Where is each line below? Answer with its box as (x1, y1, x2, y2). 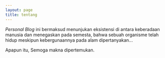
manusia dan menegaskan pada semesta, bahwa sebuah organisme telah (5, 32, 159, 38)
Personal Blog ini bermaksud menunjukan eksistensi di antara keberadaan (5, 26, 160, 32)
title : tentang (5, 12, 38, 17)
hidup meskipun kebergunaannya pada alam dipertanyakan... (5, 37, 133, 43)
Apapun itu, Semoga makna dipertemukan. (5, 47, 95, 53)
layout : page (5, 7, 33, 13)
